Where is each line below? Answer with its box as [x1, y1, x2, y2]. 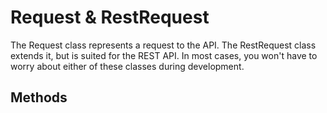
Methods [10, 89, 68, 106]
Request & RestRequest [10, 6, 210, 29]
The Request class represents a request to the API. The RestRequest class [10, 39, 317, 51]
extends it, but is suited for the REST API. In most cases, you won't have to [10, 49, 318, 61]
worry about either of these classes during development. [10, 60, 245, 72]
